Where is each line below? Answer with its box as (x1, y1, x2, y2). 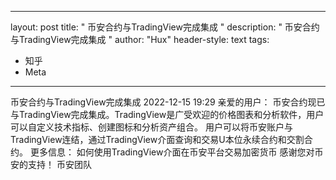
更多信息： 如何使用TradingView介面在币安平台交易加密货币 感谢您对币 (29, 146, 324, 158)
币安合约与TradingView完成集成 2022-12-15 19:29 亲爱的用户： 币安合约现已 (10, 96, 326, 108)
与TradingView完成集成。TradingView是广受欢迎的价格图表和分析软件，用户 (10, 109, 325, 120)
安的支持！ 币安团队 (10, 159, 92, 170)
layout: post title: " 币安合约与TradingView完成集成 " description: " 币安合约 (10, 21, 320, 33)
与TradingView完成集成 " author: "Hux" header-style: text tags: (10, 34, 270, 45)
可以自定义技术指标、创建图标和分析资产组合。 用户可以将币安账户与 (10, 121, 293, 133)
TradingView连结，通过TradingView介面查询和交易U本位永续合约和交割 (10, 134, 305, 145)
